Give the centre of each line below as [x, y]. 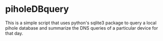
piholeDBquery [37, 9]
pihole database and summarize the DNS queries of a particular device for [82, 28]
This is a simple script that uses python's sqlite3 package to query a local [81, 23]
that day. [14, 33]
